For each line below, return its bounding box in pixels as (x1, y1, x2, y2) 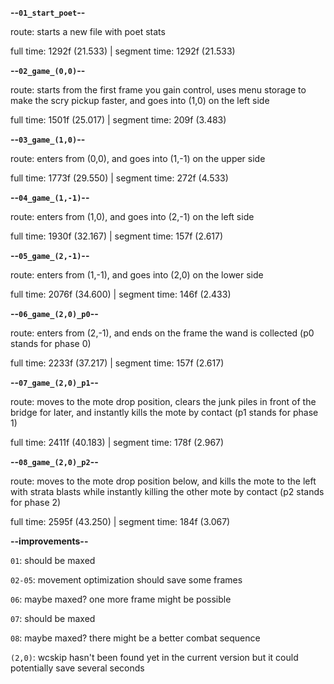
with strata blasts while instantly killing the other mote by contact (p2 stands (10, 486, 325, 497)
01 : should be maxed (10, 555, 96, 566)
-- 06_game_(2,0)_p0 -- (10, 308, 99, 319)
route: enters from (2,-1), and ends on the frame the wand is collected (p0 (10, 327, 315, 339)
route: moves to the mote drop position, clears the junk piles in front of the (10, 396, 317, 407)
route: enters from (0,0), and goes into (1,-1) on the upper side (10, 153, 266, 164)
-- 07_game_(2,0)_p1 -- (10, 377, 99, 388)
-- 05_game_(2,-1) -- (10, 250, 90, 261)
